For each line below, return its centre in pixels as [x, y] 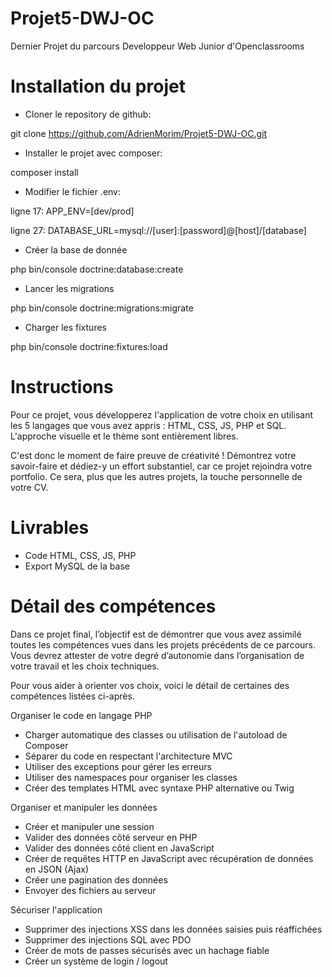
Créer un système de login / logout [96, 961]
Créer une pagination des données [96, 879]
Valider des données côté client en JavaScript [119, 848]
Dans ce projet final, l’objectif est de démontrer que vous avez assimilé [156, 634]
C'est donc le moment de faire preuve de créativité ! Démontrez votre [153, 455]
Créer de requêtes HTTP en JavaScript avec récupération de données [169, 858]
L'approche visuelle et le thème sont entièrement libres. [124, 436]
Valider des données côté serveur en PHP [111, 837]
